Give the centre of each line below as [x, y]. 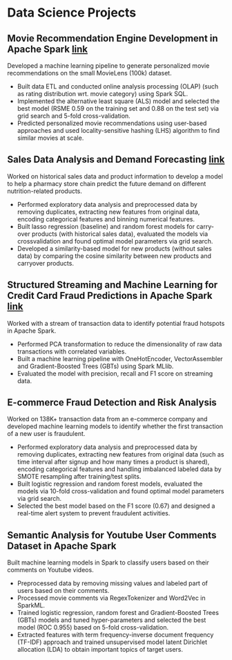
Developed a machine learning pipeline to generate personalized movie [108, 66]
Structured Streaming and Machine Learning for [113, 285]
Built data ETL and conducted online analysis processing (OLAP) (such [118, 86]
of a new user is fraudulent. [46, 434]
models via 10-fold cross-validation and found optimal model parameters [120, 491]
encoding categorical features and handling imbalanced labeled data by [119, 469]
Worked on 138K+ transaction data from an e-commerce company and [107, 419]
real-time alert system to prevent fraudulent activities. [94, 513]
